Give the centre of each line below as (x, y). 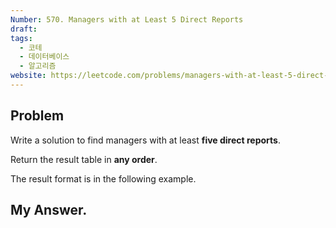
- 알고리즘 (38, 66)
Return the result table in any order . (84, 159)
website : (28, 76)
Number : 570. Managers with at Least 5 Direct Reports (127, 19)
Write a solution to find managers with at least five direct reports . (145, 140)
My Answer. (49, 210)
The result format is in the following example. (103, 178)
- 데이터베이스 (44, 57)
